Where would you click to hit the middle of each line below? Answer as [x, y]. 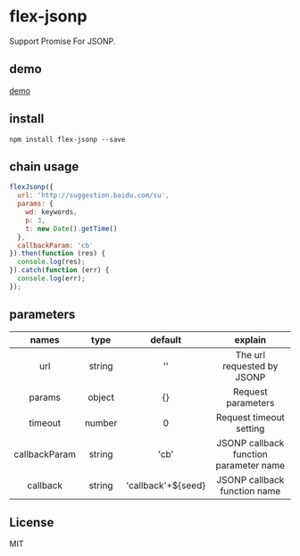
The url [250, 354]
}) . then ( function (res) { [57, 253]
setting [250, 428]
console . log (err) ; [52, 278]
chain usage [44, 166]
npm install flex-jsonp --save [67, 139]
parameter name [250, 465]
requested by [250, 366]
